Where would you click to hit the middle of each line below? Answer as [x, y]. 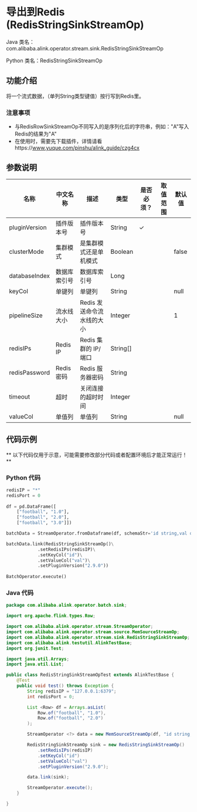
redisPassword [30, 372]
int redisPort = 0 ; [51, 697]
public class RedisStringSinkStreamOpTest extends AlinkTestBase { [90, 675]
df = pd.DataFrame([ [31, 507]
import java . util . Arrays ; [38, 659]
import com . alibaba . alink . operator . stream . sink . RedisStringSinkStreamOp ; [98, 637]
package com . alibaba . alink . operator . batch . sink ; [67, 605]
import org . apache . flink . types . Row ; [51, 616]
